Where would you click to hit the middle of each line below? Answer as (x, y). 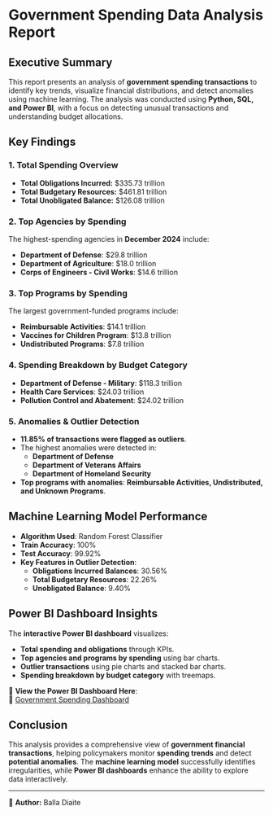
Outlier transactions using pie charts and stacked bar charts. (123, 666)
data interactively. (38, 779)
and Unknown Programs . (63, 491)
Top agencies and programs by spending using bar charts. (120, 658)
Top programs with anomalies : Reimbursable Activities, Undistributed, (141, 482)
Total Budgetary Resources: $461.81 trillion (93, 191)
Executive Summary (61, 62)
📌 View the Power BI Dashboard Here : (73, 690)
